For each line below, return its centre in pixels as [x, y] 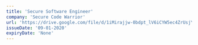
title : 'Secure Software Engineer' [50, 11]
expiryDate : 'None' [30, 33]
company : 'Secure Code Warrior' [46, 17]
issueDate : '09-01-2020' [37, 28]
